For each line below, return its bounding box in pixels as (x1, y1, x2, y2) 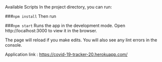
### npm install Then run (5, 13, 57, 19)
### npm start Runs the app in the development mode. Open (5, 23, 126, 28)
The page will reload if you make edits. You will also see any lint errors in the (5, 37, 157, 43)
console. (5, 42, 23, 48)
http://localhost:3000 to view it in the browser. (5, 28, 98, 33)
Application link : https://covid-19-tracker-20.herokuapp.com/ (5, 51, 128, 57)
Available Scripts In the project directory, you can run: (5, 4, 112, 10)
